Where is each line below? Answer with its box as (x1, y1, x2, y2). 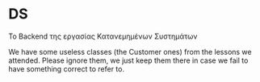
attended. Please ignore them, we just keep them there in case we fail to (8, 55, 249, 65)
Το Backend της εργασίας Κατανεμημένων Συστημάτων (8, 31, 198, 41)
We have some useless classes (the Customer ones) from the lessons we (8, 47, 252, 56)
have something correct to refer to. (8, 64, 125, 73)
